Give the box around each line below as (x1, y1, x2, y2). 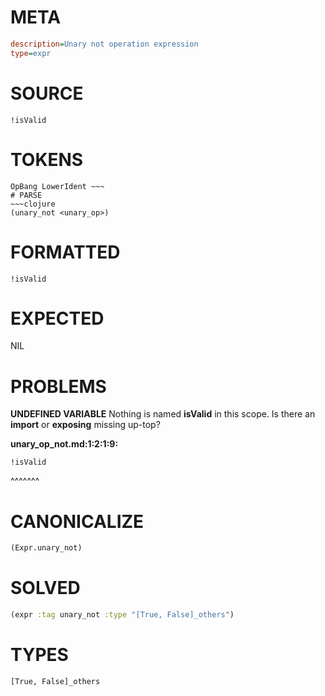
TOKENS (10, 148, 84, 171)
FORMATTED (10, 241, 121, 263)
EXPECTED (10, 307, 105, 330)
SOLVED (10, 577, 81, 600)
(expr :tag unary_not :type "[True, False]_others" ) (10, 610, 235, 620)
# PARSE (10, 190, 43, 200)
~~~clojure (10, 199, 56, 209)
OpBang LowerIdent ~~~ (10, 181, 105, 191)
